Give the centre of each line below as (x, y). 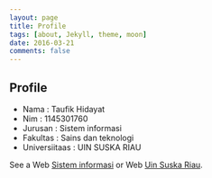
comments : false (40, 51)
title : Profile (38, 26)
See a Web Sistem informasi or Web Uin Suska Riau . (106, 165)
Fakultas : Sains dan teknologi (78, 138)
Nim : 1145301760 (55, 119)
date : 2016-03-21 (42, 43)
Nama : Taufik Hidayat (64, 109)
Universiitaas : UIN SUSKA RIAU (82, 147)
